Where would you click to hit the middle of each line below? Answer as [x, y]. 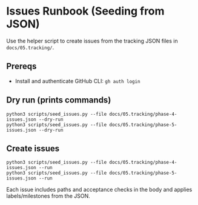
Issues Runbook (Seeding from [85, 11]
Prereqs [21, 66]
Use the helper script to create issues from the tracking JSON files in [92, 41]
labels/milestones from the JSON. [48, 196]
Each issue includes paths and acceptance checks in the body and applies [99, 190]
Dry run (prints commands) [59, 100]
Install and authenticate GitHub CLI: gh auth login [78, 81]
